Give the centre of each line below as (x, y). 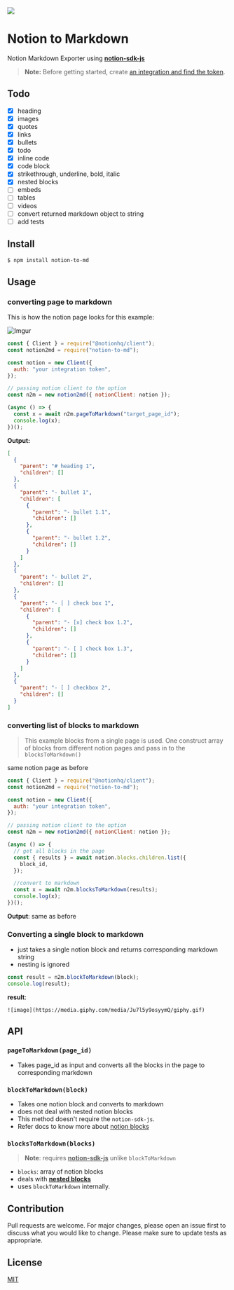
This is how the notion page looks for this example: (81, 317)
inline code (33, 158)
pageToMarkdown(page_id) (50, 1051)
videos (27, 205)
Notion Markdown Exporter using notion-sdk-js (76, 58)
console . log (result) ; (39, 984)
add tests (31, 221)
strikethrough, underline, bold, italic (69, 174)
